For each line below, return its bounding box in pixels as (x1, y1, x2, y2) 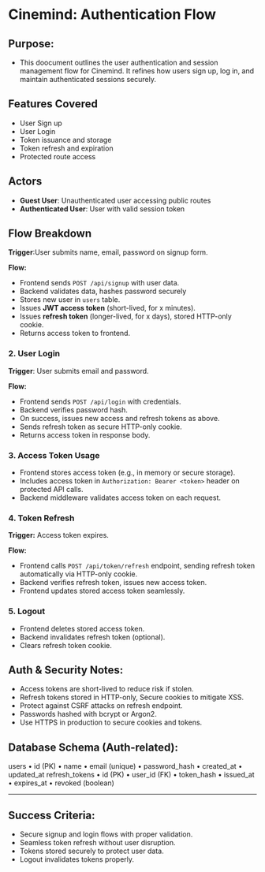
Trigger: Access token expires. (8, 531, 109, 540)
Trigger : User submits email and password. (8, 366, 149, 375)
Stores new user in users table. (19, 295, 121, 304)
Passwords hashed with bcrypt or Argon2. (19, 710, 158, 719)
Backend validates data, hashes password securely (19, 286, 187, 296)
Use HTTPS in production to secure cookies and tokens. (19, 717, 203, 727)
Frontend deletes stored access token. (19, 624, 145, 633)
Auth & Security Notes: (8, 664, 124, 677)
